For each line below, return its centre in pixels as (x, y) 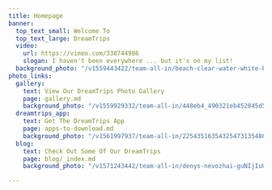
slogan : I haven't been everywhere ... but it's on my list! (128, 61)
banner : (21, 23)
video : (27, 46)
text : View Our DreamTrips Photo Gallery (93, 91)
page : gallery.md (52, 99)
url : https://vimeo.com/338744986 (81, 53)
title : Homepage (36, 16)
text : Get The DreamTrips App (74, 121)
